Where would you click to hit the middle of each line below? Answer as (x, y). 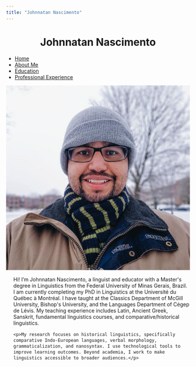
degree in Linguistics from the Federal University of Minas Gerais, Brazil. (101, 286)
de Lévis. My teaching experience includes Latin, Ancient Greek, (91, 310)
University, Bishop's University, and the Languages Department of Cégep (101, 304)
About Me (27, 64)
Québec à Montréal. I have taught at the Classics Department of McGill (98, 298)
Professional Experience (44, 77)
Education (27, 71)
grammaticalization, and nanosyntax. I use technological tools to (97, 346)
